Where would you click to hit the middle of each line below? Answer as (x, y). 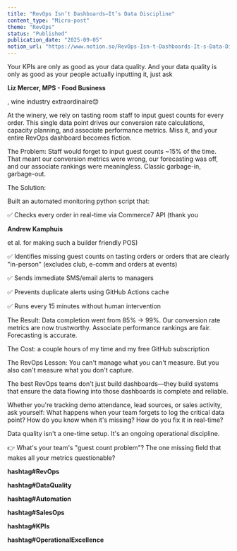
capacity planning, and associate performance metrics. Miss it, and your (113, 130)
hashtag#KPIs (29, 526)
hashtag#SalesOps (36, 513)
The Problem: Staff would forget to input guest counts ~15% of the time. (112, 151)
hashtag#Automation (39, 499)
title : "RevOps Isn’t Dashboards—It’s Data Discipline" (91, 14)
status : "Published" (38, 34)
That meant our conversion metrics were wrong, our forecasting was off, (113, 159)
